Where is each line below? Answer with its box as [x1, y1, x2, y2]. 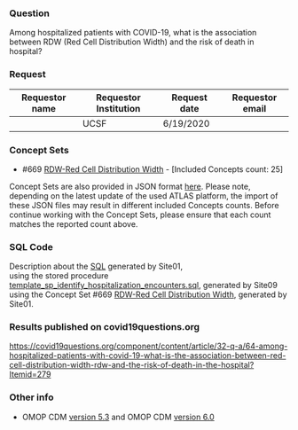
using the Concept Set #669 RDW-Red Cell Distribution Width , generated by [9, 289, 287, 300]
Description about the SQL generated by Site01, [9, 261, 184, 272]
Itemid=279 [9, 369, 51, 379]
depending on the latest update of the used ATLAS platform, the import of [9, 190, 278, 201]
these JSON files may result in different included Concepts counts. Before [9, 199, 279, 210]
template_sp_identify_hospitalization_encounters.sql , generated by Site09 [9, 280, 278, 291]
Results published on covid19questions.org [9, 321, 200, 333]
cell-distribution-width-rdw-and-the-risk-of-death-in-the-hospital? [9, 360, 255, 371]
